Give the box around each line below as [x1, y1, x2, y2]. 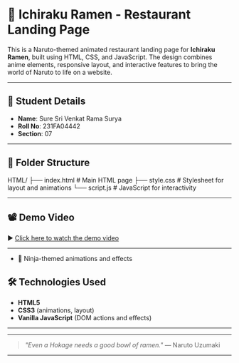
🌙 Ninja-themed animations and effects [17, 255, 133, 263]
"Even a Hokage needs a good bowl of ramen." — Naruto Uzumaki [24, 341, 221, 349]
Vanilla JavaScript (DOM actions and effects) [17, 314, 152, 322]
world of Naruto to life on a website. [7, 68, 112, 76]
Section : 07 [17, 129, 53, 138]
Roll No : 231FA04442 [17, 121, 80, 131]
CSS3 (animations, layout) [17, 306, 95, 315]
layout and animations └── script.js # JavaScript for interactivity [7, 183, 197, 192]
